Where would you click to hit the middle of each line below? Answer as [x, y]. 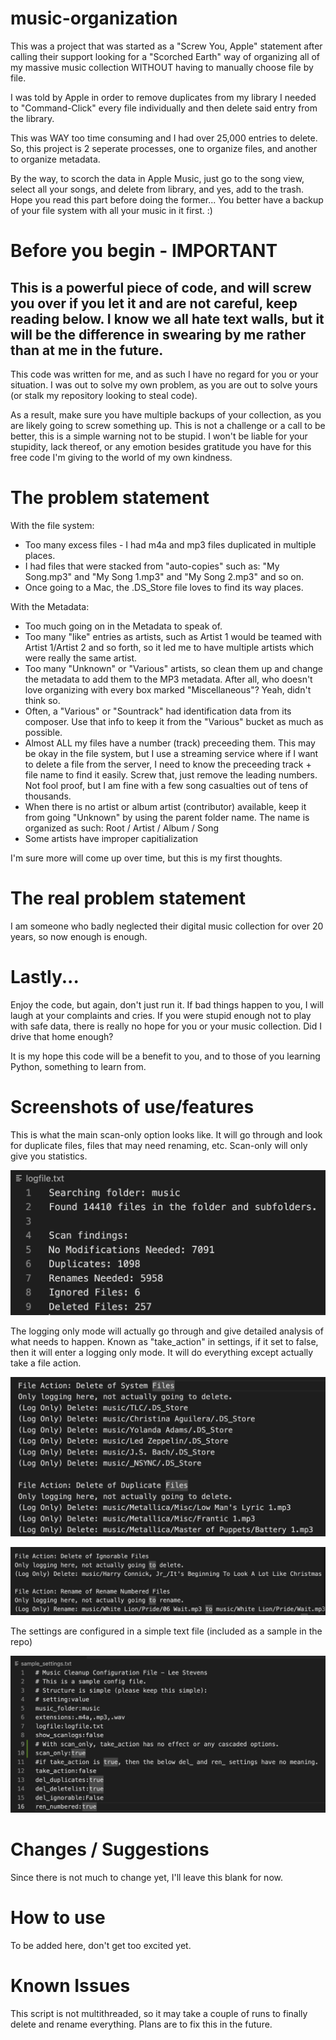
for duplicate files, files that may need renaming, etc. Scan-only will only [159, 1145]
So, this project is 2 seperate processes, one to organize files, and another [164, 148]
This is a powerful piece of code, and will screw [161, 287]
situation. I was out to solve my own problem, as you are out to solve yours [164, 384]
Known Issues [70, 1985]
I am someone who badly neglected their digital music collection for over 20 [167, 926]
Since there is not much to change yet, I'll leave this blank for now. [146, 1877]
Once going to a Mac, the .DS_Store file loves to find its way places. [164, 587]
